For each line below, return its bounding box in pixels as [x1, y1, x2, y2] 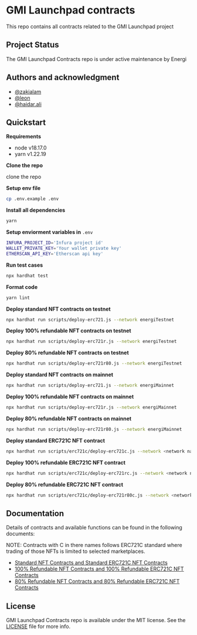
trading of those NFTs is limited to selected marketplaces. [6, 548, 145, 555]
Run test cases [6, 262, 43, 269]
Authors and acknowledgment [6, 73, 120, 83]
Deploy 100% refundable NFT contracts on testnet [6, 327, 131, 334]
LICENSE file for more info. [6, 623, 71, 630]
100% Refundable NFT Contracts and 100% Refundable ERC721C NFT [14, 565, 184, 572]
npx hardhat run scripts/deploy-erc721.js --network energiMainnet [6, 382, 175, 389]
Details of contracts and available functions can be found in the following [6, 524, 183, 531]
